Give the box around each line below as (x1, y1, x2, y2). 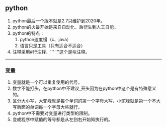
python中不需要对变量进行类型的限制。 (12, 110, 92, 116)
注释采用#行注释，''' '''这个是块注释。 (12, 49, 90, 55)
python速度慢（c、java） (19, 36, 72, 42)
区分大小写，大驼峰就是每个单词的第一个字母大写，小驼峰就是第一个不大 (12, 98, 161, 104)
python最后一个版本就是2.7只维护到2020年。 (12, 17, 105, 24)
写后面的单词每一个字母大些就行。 (12, 104, 83, 110)
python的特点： (12, 30, 45, 36)
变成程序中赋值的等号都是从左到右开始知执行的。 (12, 117, 113, 123)
